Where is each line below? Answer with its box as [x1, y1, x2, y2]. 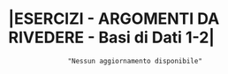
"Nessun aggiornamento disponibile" [67, 56, 202, 65]
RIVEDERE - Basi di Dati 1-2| [8, 27, 216, 48]
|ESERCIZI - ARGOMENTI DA [8, 9, 220, 29]
